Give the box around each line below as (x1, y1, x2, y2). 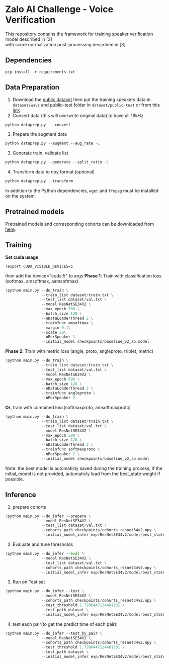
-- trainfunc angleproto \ (41, 391, 96, 396)
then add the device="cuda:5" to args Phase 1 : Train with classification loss (5, 272, 162, 278)
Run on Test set (12, 579, 45, 585)
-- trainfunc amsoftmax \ (41, 320, 94, 325)
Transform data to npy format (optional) (12, 169, 95, 175)
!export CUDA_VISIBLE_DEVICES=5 (5, 264, 73, 269)
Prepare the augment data (12, 131, 67, 137)
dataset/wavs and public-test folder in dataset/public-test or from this (12, 102, 160, 108)
